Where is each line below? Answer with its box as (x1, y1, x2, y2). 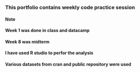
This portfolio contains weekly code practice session (5, 4, 135, 11)
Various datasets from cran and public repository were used (5, 61, 132, 67)
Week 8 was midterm (5, 38, 50, 44)
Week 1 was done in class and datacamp (5, 28, 90, 34)
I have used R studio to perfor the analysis (5, 50, 93, 56)
